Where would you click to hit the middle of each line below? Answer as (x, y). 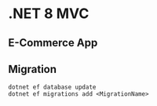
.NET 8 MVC (49, 14)
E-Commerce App (53, 43)
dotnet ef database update (52, 87)
